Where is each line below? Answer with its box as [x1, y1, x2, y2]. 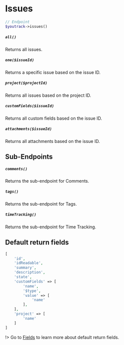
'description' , [14, 270, 46, 275]
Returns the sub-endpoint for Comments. [5, 178, 89, 184]
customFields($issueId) [5, 104, 55, 109]
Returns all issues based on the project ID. [5, 92, 91, 98]
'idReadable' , [14, 261, 43, 266]
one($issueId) [5, 58, 35, 63]
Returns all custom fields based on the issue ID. [5, 115, 103, 121]
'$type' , [23, 288, 41, 293]
